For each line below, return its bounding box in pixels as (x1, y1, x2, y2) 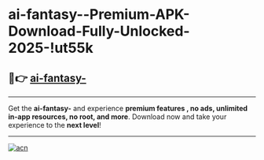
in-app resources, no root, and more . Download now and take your (8, 112, 227, 121)
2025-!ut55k (8, 39, 93, 57)
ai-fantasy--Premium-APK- (8, 6, 190, 24)
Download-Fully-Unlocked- (8, 22, 190, 40)
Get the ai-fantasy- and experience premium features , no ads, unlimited (8, 104, 248, 113)
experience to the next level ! (8, 121, 102, 129)
